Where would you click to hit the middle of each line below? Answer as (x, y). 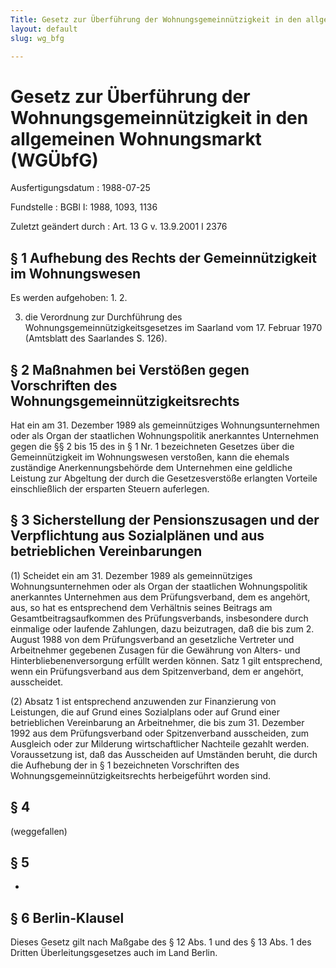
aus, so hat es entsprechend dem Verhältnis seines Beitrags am (141, 607)
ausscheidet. (37, 682)
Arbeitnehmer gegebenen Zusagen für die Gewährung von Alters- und (155, 650)
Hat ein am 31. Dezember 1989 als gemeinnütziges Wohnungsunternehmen (165, 425)
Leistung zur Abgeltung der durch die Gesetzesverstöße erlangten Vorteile (164, 478)
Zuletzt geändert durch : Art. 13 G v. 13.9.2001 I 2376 (119, 227)
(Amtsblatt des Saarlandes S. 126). (96, 338)
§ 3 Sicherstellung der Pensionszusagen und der (165, 520)
